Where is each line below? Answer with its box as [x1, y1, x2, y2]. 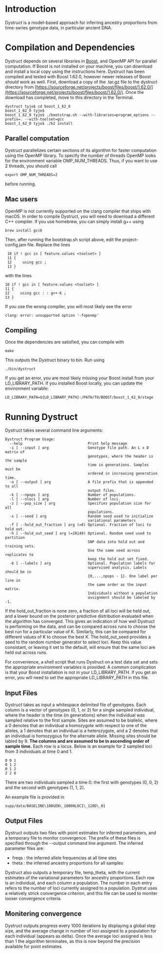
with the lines [5, 272, 32, 278]
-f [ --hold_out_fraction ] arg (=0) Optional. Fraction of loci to [9, 522, 151, 528]
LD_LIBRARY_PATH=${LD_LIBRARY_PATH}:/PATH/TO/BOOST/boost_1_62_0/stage [5, 395, 153, 400]
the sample [5, 458, 27, 463]
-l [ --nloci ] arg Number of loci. [9, 497, 121, 502]
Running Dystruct [5, 411, 78, 422]
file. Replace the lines [27, 242, 71, 247]
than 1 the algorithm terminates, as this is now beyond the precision [5, 938, 140, 944]
